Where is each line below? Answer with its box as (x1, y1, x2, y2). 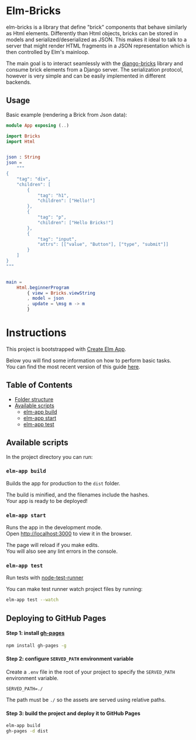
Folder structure (14, 396, 54, 403)
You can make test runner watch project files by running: (6, 586, 143, 593)
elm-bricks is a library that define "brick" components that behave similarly (6, 23, 187, 31)
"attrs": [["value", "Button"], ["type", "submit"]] (37, 242, 169, 248)
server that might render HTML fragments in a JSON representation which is (6, 42, 190, 49)
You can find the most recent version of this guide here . (6, 363, 140, 370)
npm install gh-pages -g (6, 643, 67, 648)
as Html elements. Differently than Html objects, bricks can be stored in (6, 29, 178, 36)
